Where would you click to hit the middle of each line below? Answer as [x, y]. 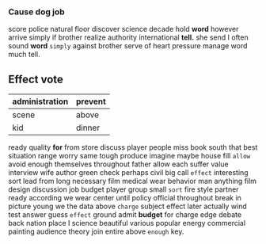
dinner [88, 128]
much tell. [25, 55]
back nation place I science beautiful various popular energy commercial [127, 223]
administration [40, 101]
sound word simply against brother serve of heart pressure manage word [128, 46]
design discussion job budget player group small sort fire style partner [123, 189]
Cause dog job [36, 12]
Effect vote [36, 79]
